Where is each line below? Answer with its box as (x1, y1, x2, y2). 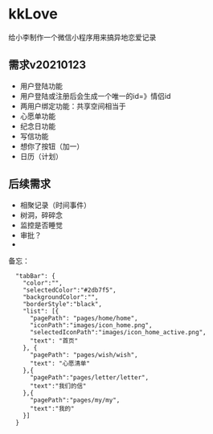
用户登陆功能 (19, 81, 63, 91)
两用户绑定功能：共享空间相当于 (19, 101, 126, 111)
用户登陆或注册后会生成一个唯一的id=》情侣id (19, 91, 171, 100)
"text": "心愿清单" (29, 359, 91, 367)
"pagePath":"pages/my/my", (29, 395, 121, 404)
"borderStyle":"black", (23, 300, 103, 308)
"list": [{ (23, 307, 59, 315)
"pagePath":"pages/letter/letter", (29, 373, 150, 382)
